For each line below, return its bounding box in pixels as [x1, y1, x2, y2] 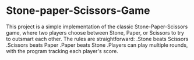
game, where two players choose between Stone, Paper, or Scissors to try [6, 29, 185, 36]
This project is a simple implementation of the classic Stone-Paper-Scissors [6, 23, 188, 30]
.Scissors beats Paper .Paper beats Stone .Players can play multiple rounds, [6, 42, 188, 48]
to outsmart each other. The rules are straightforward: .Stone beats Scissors [6, 35, 189, 42]
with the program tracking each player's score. [6, 47, 118, 54]
